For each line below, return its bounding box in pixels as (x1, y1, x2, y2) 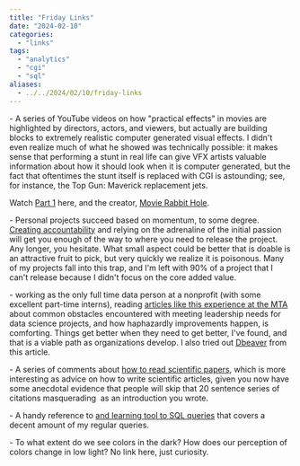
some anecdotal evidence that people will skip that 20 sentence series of (9, 382, 280, 393)
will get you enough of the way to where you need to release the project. (9, 233, 278, 244)
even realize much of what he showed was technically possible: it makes (9, 141, 278, 153)
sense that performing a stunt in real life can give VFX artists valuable (9, 151, 267, 162)
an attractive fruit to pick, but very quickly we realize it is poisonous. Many (9, 252, 285, 263)
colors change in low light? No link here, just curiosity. (9, 446, 209, 457)
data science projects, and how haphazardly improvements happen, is (9, 318, 269, 329)
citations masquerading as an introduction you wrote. (9, 392, 209, 403)
